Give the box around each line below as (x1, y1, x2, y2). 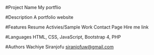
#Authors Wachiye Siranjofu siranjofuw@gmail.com (5, 44, 114, 50)
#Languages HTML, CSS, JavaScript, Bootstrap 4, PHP (5, 34, 121, 40)
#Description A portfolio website (5, 14, 74, 20)
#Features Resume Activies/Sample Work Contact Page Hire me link (5, 24, 149, 30)
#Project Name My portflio (5, 5, 61, 10)
